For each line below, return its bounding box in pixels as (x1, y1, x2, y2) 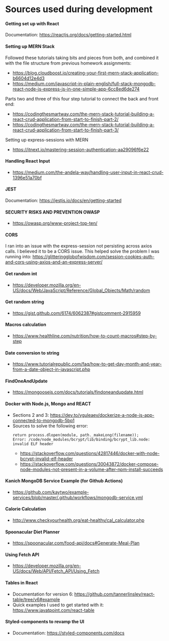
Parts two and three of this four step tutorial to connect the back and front (5, 95, 158, 102)
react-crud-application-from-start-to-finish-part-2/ (12, 116, 119, 122)
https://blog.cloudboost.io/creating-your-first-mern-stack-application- (12, 70, 159, 76)
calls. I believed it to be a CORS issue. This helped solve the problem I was (5, 249, 159, 255)
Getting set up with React (5, 20, 59, 26)
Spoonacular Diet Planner (5, 529, 60, 535)
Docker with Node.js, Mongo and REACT (5, 401, 92, 407)
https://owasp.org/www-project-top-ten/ (12, 220, 98, 226)
